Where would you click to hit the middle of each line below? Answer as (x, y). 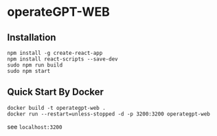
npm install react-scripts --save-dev (62, 59)
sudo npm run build (35, 65)
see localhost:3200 (35, 126)
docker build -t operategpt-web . (57, 108)
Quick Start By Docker (56, 92)
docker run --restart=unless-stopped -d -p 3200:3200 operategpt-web (109, 114)
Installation (32, 37)
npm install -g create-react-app (55, 53)
